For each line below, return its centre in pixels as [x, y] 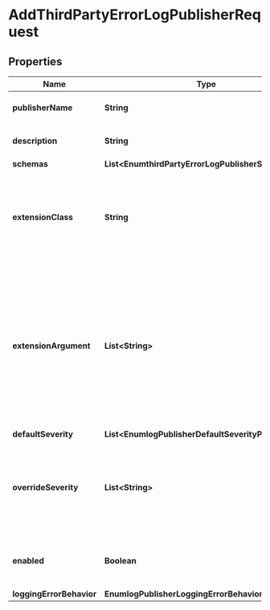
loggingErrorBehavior [55, 594]
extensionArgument [51, 346]
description [35, 141]
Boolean [120, 561]
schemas [30, 164]
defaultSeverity [43, 434]
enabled [28, 561]
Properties [35, 61]
